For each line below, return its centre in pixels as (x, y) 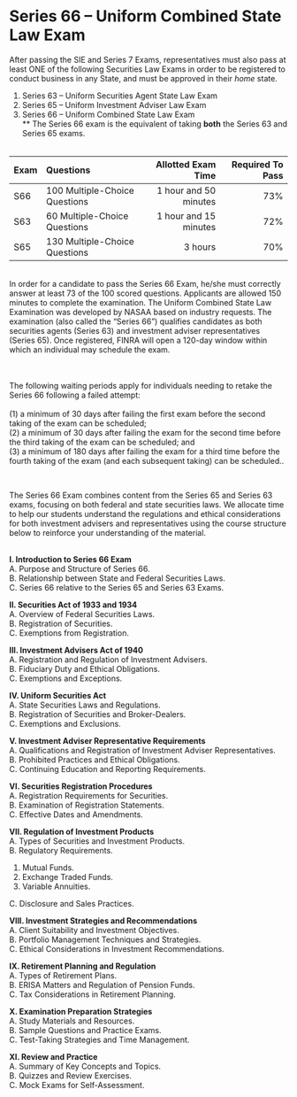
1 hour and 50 (186, 190)
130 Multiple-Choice (90, 241)
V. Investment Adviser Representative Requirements (107, 740)
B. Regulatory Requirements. (61, 850)
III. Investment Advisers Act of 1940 (76, 650)
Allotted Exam (186, 164)
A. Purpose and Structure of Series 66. (80, 568)
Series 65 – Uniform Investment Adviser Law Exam (114, 104)
